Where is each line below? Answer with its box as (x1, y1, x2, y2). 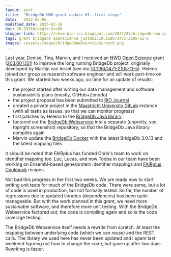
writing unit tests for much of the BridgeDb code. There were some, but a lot (5, 182, 165, 188)
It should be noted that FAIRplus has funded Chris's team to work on (5, 150, 149, 156)
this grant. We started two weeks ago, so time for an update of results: (5, 76, 153, 82)
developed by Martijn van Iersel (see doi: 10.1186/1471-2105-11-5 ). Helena (5, 65, 157, 71)
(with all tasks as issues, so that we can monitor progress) (12, 108, 135, 114)
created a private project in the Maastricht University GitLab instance (12, 102, 158, 109)
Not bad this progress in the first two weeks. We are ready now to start (5, 176, 154, 183)
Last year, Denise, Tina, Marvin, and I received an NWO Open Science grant (5, 55, 164, 61)
